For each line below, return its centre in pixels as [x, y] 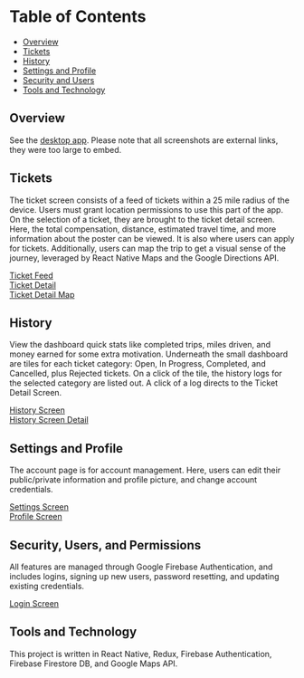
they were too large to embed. [66, 149]
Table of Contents [78, 17]
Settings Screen [39, 507]
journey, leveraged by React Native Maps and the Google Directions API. [144, 258]
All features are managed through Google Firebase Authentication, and [141, 567]
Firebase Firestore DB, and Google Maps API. [94, 664]
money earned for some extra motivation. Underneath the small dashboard [149, 354]
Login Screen [34, 603]
